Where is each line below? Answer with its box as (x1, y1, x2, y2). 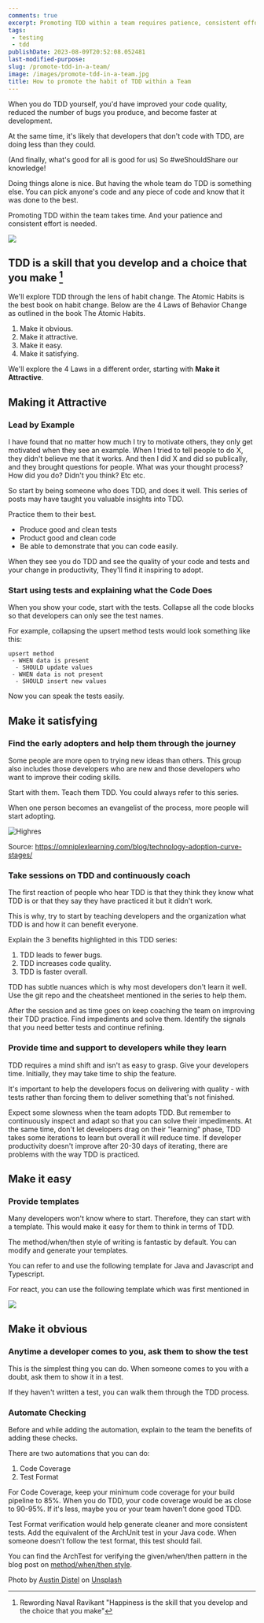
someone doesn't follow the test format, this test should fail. (8, 1536, 203, 1546)
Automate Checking (8, 1407, 86, 1418)
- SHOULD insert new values (15, 678, 108, 685)
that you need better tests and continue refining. (8, 1023, 165, 1032)
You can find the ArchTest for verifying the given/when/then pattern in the (8, 1551, 247, 1561)
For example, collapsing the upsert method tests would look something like (8, 626, 251, 636)
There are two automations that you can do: (8, 1449, 150, 1458)
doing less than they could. (8, 139, 96, 149)
